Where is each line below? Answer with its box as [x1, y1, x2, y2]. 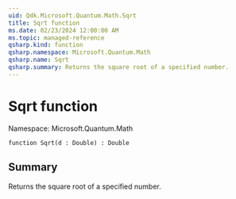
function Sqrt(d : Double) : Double [8, 139, 130, 147]
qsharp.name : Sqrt [8, 56, 69, 64]
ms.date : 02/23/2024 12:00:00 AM [8, 26, 119, 34]
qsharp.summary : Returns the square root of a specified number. [8, 63, 229, 71]
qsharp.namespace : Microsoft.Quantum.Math [8, 48, 151, 56]
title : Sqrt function [8, 19, 80, 27]
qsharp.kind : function [8, 41, 83, 49]
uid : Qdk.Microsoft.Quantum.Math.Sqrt [8, 11, 137, 20]
